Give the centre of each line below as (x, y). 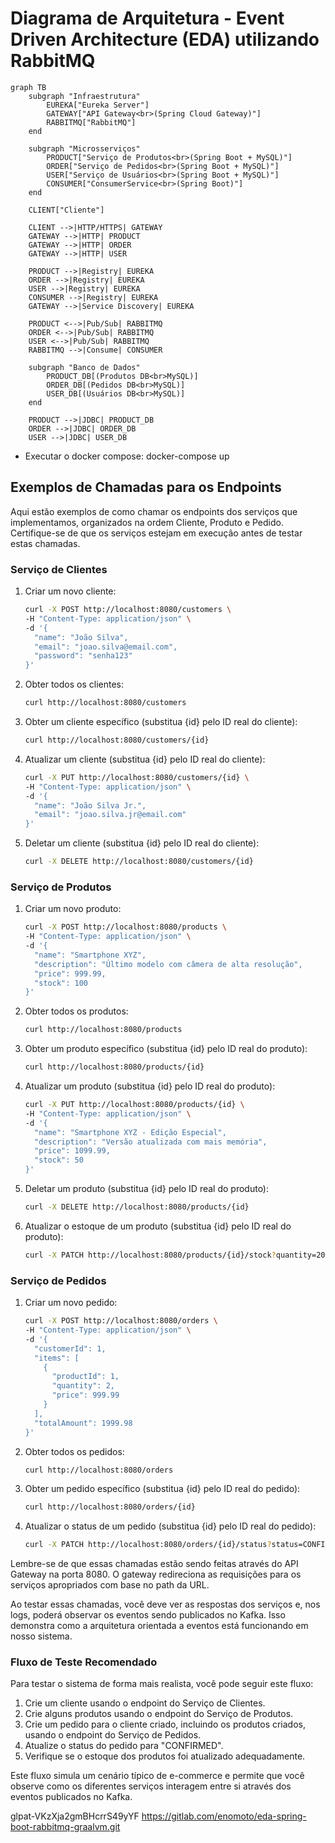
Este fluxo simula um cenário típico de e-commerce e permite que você (157, 1776)
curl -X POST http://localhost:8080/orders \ (121, 1321)
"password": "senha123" (83, 656)
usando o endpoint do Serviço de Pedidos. (113, 1735)
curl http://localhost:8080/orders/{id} (110, 1507)
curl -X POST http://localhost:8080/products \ (125, 927)
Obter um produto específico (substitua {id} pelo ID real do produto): (166, 1049)
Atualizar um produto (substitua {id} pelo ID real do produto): (150, 1086)
